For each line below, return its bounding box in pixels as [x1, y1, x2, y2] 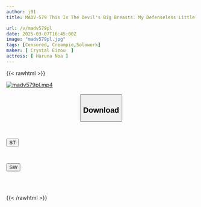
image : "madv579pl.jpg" [6, 37, 66, 43]
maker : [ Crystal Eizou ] [6, 47, 74, 54]
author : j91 [6, 8, 36, 15]
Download [83, 106, 119, 115]
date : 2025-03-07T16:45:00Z [6, 31, 77, 37]
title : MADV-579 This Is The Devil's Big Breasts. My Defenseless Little [6, 14, 196, 20]
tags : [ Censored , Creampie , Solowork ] [6, 42, 101, 48]
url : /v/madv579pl [6, 25, 52, 31]
